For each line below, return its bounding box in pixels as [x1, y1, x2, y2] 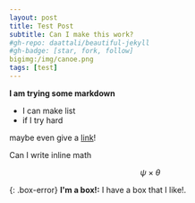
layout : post [9, 13, 58, 22]
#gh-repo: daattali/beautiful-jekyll [9, 38, 150, 48]
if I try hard [21, 114, 64, 126]
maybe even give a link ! [9, 132, 97, 143]
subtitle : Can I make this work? [9, 30, 134, 39]
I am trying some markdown [9, 87, 115, 99]
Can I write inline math [9, 149, 92, 160]
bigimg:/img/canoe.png [9, 55, 94, 64]
